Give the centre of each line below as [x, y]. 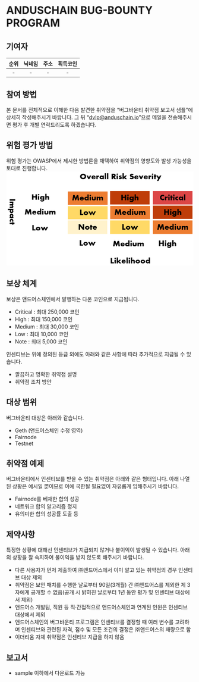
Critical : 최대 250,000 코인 [47, 312]
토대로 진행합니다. [27, 168]
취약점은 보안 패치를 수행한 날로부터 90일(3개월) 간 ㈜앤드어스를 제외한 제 [100, 585]
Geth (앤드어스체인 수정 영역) [49, 430]
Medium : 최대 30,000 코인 [47, 326]
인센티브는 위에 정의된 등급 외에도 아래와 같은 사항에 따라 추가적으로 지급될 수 [96, 354]
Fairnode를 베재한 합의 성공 [47, 499]
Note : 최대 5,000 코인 [41, 341]
